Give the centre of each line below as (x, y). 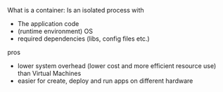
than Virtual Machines (49, 73)
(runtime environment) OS (55, 31)
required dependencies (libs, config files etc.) (83, 39)
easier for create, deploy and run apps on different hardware (105, 81)
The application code (48, 24)
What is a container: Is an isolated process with (76, 10)
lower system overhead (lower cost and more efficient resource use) (117, 66)
